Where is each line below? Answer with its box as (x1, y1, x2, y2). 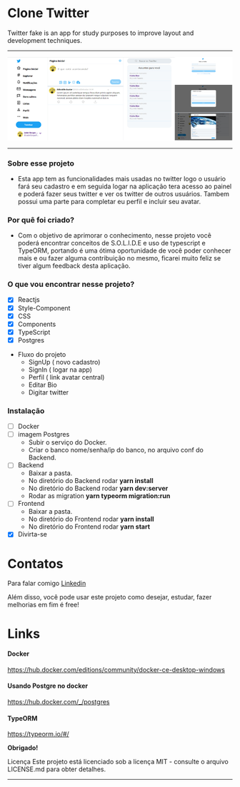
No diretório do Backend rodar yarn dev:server (28, 484, 169, 493)
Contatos (7, 555, 64, 572)
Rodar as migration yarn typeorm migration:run (28, 492, 171, 500)
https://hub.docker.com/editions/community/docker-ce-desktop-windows (7, 665, 225, 674)
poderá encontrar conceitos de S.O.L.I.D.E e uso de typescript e (17, 239, 206, 248)
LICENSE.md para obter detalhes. (7, 765, 106, 773)
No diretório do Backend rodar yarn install (28, 477, 154, 485)
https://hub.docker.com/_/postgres (7, 698, 110, 706)
